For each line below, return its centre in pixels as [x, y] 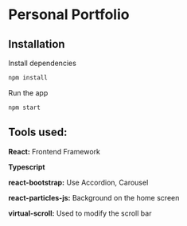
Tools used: [38, 132]
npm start [25, 107]
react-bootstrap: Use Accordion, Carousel [78, 182]
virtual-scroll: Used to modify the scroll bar [80, 213]
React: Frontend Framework [55, 151]
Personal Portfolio [69, 15]
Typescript [27, 167]
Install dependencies [43, 63]
